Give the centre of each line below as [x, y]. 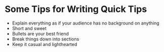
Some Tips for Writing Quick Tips [76, 9]
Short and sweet [29, 28]
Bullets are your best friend [40, 33]
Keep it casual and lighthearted [45, 44]
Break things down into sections [46, 39]
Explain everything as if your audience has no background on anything [86, 23]
